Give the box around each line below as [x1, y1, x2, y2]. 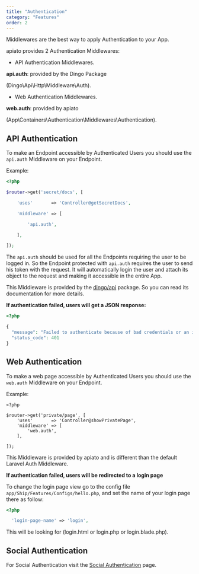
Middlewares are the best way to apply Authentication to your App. [6, 36, 169, 43]
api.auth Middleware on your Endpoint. [6, 155, 102, 163]
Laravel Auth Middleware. [6, 460, 69, 467]
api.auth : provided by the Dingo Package [6, 71, 107, 78]
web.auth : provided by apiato [6, 105, 79, 112]
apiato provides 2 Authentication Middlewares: [6, 47, 120, 55]
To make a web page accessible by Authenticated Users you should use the [6, 372, 191, 380]
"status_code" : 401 [11, 334, 60, 341]
